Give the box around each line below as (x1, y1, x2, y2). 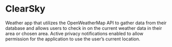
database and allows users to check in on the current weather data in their (5, 25, 162, 31)
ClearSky (5, 3, 46, 15)
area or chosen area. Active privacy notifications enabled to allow (5, 30, 144, 36)
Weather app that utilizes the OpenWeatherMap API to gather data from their (5, 20, 167, 26)
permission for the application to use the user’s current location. (5, 36, 141, 42)
